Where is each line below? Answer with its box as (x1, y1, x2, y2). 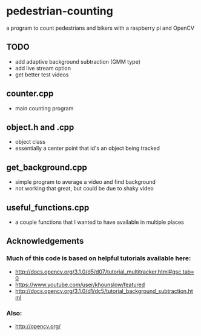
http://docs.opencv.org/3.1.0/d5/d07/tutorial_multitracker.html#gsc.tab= (15, 268, 195, 275)
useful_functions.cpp (6, 202, 90, 213)
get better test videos (15, 71, 69, 78)
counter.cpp (6, 89, 54, 99)
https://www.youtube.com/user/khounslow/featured (15, 281, 145, 288)
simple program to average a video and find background (15, 178, 156, 186)
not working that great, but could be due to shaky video (15, 185, 154, 192)
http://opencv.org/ (15, 323, 61, 330)
